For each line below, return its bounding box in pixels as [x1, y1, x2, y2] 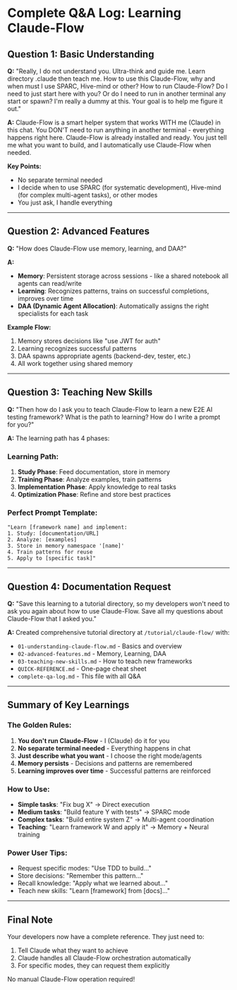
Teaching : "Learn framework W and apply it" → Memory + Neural [17, 823, 209, 831]
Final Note [7, 914, 53, 926]
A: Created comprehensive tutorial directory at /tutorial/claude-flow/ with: [7, 628, 230, 637]
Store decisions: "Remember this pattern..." [17, 872, 144, 880]
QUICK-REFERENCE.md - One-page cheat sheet [17, 664, 147, 673]
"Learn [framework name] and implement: [7, 524, 128, 531]
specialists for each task [17, 309, 89, 318]
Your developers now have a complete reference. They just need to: [7, 933, 205, 941]
